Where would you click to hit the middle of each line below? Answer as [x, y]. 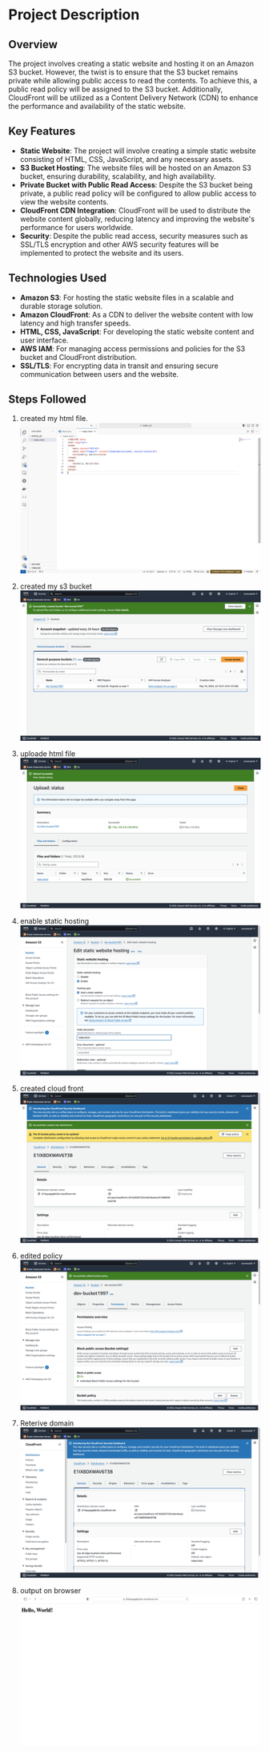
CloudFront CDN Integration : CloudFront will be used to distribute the [135, 210]
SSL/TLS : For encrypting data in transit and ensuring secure [119, 366]
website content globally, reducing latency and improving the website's [137, 219]
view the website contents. [64, 201]
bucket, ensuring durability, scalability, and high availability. [118, 176]
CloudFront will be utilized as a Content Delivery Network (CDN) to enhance [133, 97]
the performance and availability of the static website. [97, 106]
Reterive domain [47, 1423]
